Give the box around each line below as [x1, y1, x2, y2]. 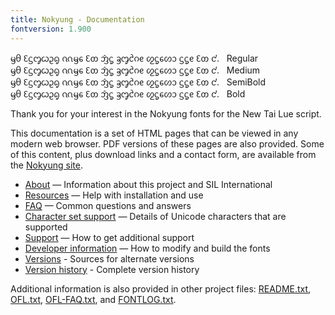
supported [24, 221, 68, 233]
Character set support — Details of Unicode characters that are [24, 210, 287, 222]
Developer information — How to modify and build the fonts [24, 242, 271, 254]
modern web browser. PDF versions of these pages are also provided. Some [10, 137, 325, 150]
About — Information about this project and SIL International [24, 178, 273, 190]
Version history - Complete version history [24, 263, 200, 275]
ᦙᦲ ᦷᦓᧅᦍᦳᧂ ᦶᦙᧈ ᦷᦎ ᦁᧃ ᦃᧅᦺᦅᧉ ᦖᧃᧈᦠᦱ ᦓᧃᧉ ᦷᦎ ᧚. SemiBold [10, 76, 267, 88]
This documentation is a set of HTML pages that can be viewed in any [10, 127, 299, 139]
